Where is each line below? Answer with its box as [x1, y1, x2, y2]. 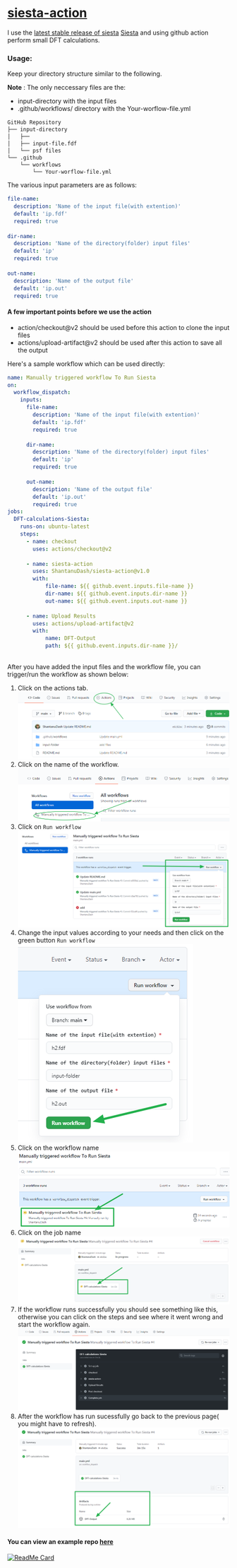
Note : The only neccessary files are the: [7, 83, 126, 92]
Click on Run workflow [17, 822, 81, 831]
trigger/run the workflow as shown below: [7, 670, 129, 678]
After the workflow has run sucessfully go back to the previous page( [17, 1412, 219, 1420]
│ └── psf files [7, 147, 61, 155]
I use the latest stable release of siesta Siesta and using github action [7, 28, 209, 37]
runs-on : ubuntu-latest [20, 523, 90, 531]
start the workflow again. [17, 1320, 90, 1329]
